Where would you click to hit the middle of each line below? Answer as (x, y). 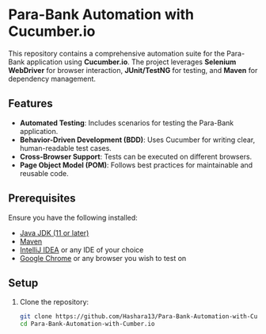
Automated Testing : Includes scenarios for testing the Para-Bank (127, 123)
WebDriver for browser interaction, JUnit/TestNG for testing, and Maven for (133, 70)
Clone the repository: (54, 302)
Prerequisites (42, 199)
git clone (36, 317)
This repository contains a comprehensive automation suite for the (117, 53)
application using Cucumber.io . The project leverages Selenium (131, 62)
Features (30, 104)
